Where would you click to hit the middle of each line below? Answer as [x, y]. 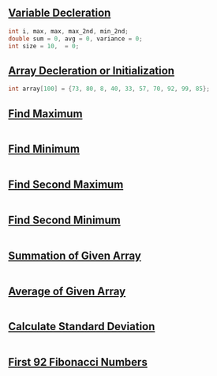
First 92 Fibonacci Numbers [78, 362]
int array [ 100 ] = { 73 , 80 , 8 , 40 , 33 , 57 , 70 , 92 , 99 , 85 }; [109, 89]
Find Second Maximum [66, 185]
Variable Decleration [60, 13]
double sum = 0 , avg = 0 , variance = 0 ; [76, 39]
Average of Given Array [67, 291]
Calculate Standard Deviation [82, 327]
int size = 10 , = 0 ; [44, 46]
